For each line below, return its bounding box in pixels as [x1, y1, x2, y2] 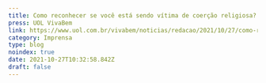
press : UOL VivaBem [8, 19, 73, 27]
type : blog [8, 41, 44, 49]
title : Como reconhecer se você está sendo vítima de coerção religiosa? [8, 11, 257, 20]
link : [8, 26, 26, 34]
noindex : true [8, 48, 55, 56]
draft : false [8, 63, 51, 71]
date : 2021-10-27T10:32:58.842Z [8, 56, 115, 64]
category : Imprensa [8, 33, 73, 42]
